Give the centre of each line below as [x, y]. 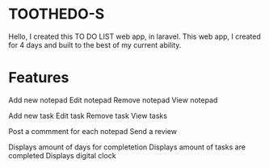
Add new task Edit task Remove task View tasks [88, 115]
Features [39, 78]
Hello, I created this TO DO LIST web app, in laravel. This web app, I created [134, 36]
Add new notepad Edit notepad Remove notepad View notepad [113, 100]
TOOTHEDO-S [57, 14]
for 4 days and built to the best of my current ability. [95, 44]
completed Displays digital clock [62, 155]
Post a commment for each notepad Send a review [93, 131]
